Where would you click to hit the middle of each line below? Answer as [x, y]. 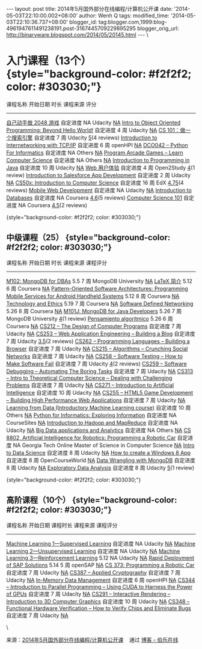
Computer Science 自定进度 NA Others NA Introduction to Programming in [98, 160]
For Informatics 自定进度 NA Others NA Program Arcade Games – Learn [95, 153]
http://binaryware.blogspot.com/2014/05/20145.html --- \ [77, 35]
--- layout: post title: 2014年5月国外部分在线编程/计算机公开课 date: [90, 9]
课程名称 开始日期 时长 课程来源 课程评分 [57, 263]
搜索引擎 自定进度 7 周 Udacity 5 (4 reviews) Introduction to [84, 138]
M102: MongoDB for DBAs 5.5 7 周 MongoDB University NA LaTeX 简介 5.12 [99, 281]
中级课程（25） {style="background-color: [88, 238]
